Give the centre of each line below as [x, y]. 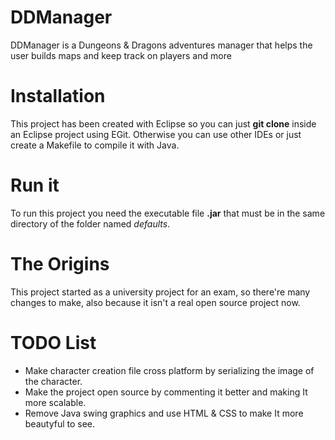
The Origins [60, 264]
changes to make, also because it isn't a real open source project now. [155, 302]
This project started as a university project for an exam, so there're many [160, 292]
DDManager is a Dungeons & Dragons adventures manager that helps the [161, 45]
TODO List [53, 342]
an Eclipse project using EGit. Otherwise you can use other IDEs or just [156, 134]
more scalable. [55, 402]
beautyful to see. [60, 423]
